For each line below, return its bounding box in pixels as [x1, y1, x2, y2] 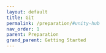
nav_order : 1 [6, 26, 40, 32]
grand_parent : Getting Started [6, 37, 86, 43]
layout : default [6, 9, 48, 15]
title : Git [6, 15, 34, 21]
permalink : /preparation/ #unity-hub [6, 20, 100, 26]
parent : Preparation [6, 32, 59, 38]
